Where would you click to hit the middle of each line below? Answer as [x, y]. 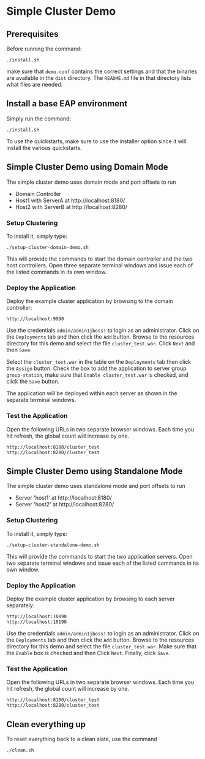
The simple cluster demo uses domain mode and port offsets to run [91, 182]
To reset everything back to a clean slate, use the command [82, 739]
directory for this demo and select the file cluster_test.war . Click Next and [101, 344]
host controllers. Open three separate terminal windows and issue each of [100, 265]
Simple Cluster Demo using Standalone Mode [95, 471]
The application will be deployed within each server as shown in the [92, 393]
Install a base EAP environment [67, 104]
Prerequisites [32, 34]
